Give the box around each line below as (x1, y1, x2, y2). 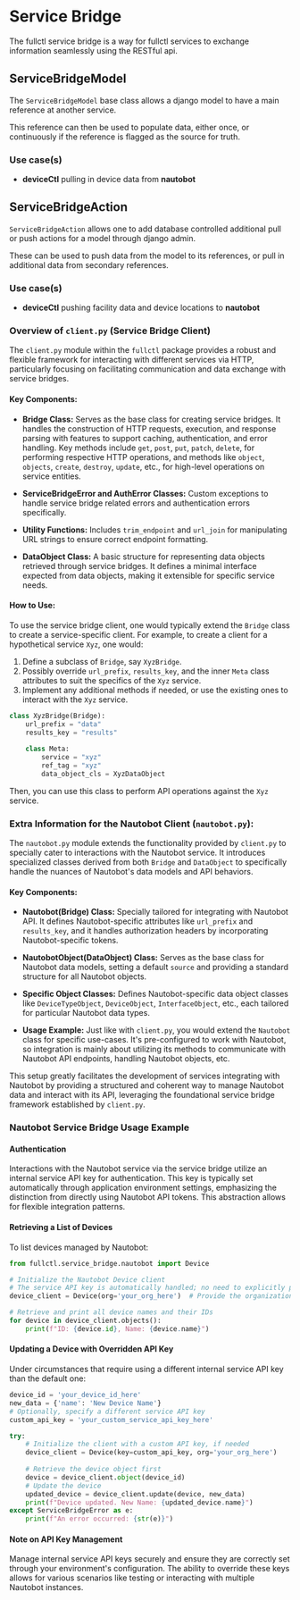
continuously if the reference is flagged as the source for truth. (9, 131, 241, 142)
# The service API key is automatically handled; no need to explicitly (9, 1284, 286, 1293)
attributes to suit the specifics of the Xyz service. (21, 674, 202, 685)
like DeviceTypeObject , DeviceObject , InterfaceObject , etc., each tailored (21, 998, 289, 1009)
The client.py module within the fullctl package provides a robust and (9, 345, 277, 356)
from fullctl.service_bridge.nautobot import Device (9, 1259, 210, 1268)
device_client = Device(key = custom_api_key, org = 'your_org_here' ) (25, 1448, 278, 1457)
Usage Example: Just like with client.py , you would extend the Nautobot (21, 1025, 291, 1035)
